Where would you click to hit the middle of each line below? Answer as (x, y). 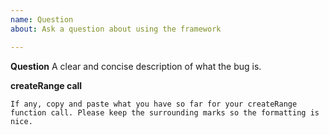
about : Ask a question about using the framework (116, 29)
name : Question (42, 19)
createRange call (46, 85)
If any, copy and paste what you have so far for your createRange (154, 104)
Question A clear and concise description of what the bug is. (136, 66)
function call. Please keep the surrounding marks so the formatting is (165, 112)
